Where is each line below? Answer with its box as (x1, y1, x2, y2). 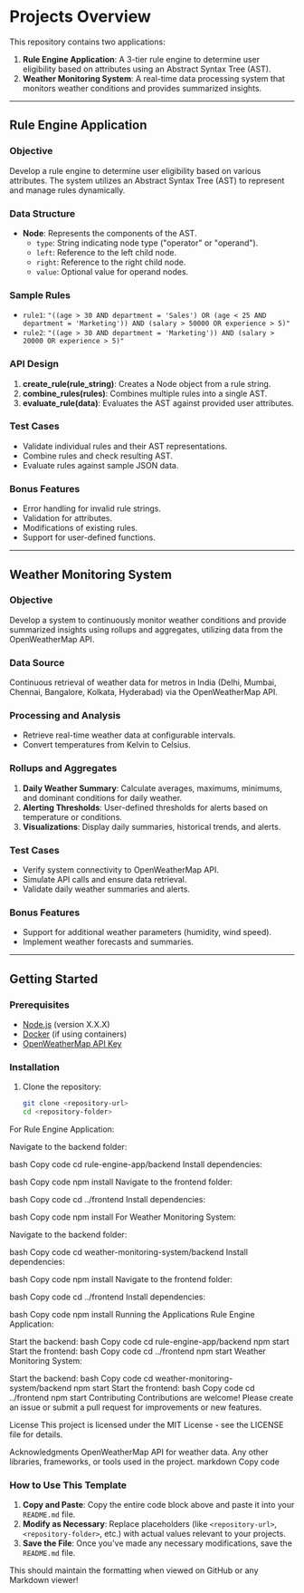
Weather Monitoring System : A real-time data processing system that (22, 72, 285, 83)
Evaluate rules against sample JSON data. (22, 459, 179, 470)
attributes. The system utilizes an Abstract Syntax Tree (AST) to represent (9, 175, 285, 186)
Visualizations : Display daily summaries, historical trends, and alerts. (22, 821, 281, 832)
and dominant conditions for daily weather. (22, 792, 183, 803)
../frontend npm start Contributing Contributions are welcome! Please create (9, 1393, 294, 1404)
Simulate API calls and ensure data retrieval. (22, 874, 187, 884)
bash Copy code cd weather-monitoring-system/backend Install (9, 1247, 249, 1258)
